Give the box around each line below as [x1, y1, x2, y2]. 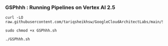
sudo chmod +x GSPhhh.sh [5, 28, 57, 33]
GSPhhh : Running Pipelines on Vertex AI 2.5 [5, 4, 115, 11]
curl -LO [5, 15, 23, 20]
